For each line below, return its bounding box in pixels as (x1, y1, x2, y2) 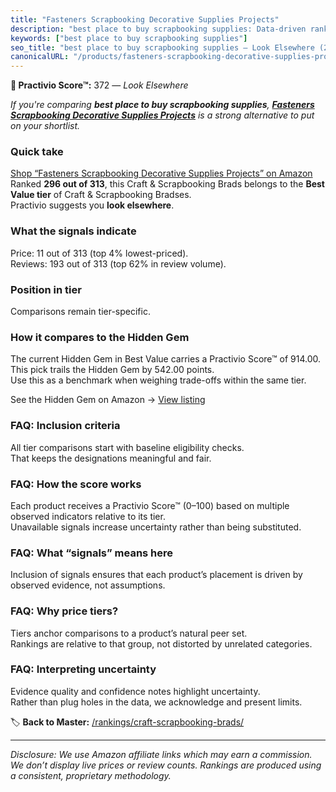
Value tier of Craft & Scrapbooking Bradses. (10, 189, 192, 201)
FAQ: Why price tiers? (10, 604, 119, 618)
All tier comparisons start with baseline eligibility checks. (10, 441, 245, 453)
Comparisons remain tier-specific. (10, 306, 151, 318)
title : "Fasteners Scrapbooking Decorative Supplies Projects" (10, 14, 280, 25)
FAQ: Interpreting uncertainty (10, 662, 157, 676)
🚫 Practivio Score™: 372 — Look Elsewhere (10, 79, 189, 91)
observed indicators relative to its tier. (10, 510, 166, 522)
